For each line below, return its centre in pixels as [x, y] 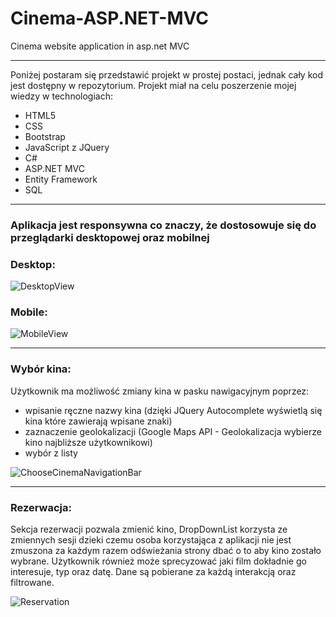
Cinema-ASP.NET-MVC [109, 18]
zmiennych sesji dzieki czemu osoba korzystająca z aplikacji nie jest [151, 540]
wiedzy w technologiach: [61, 96]
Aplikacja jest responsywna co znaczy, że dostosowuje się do [163, 225]
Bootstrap [45, 136]
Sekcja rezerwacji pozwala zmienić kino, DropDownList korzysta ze [149, 529]
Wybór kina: [41, 369]
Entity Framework [61, 179]
